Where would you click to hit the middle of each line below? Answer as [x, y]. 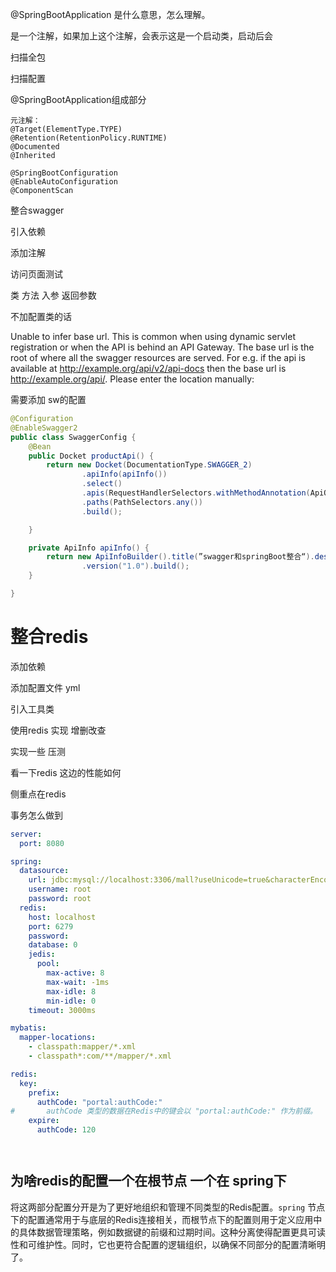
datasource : [44, 871]
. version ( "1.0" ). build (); [135, 566]
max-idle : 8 [71, 991]
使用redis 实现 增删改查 [58, 730]
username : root [60, 889]
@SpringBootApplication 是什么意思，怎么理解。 [110, 14]
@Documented [35, 147]
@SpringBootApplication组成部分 [78, 99]
